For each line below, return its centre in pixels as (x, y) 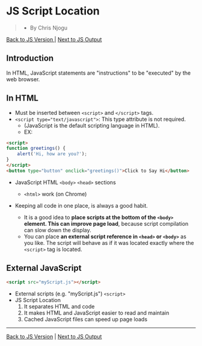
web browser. (23, 79)
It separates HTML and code (59, 306)
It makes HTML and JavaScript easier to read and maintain (96, 313)
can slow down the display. (57, 230)
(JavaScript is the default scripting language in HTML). (92, 125)
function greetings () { (36, 149)
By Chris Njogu (49, 28)
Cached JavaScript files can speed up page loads (86, 319)
